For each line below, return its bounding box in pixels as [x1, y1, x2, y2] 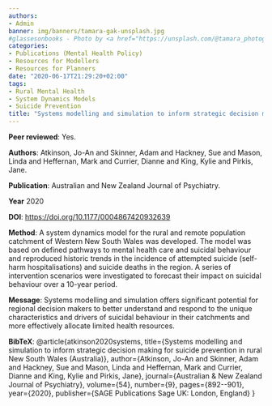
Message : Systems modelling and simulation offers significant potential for [8, 295, 259, 305]
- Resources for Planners [8, 65, 96, 73]
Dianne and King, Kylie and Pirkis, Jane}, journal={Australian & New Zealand [8, 371, 263, 381]
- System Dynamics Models [8, 95, 96, 103]
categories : [8, 42, 49, 50]
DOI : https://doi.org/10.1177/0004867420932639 [8, 212, 171, 221]
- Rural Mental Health [8, 87, 85, 96]
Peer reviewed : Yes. [8, 132, 77, 142]
